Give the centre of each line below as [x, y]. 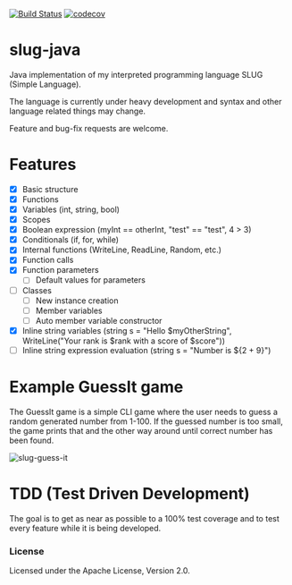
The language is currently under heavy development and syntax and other [146, 101]
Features [43, 165]
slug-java [45, 50]
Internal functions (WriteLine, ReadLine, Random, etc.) [121, 250]
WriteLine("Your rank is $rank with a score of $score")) [124, 341]
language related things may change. [77, 111]
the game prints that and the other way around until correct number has [141, 430]
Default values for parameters [90, 280]
